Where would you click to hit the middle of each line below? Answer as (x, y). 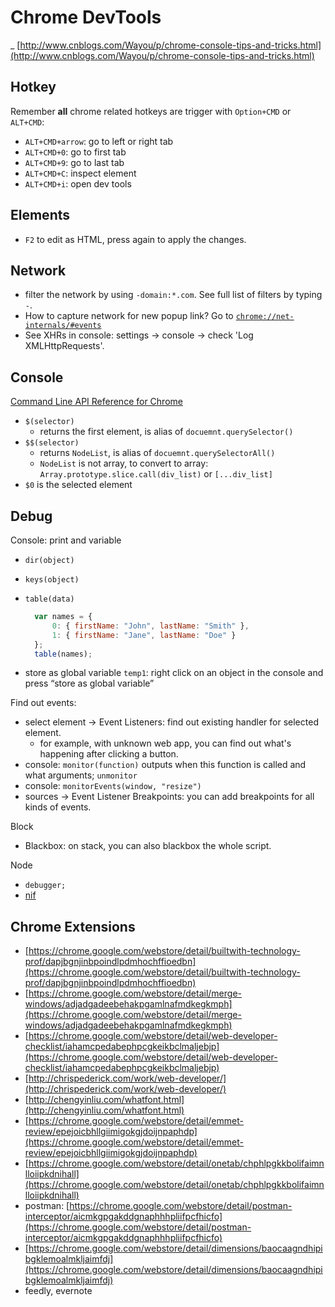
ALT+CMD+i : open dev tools (78, 183)
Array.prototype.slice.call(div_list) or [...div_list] (156, 474)
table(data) (49, 599)
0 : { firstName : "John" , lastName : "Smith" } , (150, 626)
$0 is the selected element (78, 485)
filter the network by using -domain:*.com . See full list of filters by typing (173, 295)
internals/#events (63, 326)
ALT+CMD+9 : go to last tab (74, 162)
